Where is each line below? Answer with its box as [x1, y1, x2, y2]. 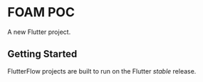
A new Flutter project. [7, 28, 71, 36]
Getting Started [7, 48, 78, 60]
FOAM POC [7, 4, 75, 20]
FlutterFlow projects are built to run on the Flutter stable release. [7, 66, 197, 75]
